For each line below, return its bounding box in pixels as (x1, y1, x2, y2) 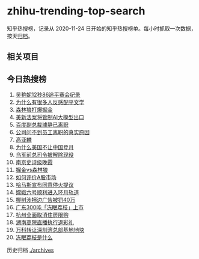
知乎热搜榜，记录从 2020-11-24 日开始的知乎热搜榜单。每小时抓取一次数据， (7, 25, 197, 32)
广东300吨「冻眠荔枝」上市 (15, 204, 84, 211)
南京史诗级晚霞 (15, 159, 53, 166)
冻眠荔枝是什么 (15, 234, 53, 241)
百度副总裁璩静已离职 (15, 121, 69, 129)
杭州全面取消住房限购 (15, 212, 69, 219)
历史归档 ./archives (7, 246, 54, 254)
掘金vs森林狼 (15, 166, 49, 174)
